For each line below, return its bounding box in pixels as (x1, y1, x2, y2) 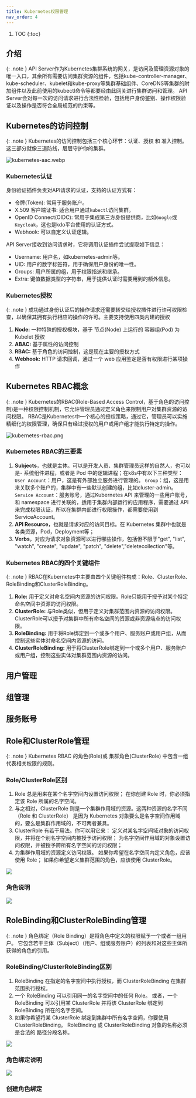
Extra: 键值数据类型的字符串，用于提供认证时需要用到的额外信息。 (14, 275, 174, 282)
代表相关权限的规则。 (6, 760, 57, 767)
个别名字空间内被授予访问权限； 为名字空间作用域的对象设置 (40, 835, 185, 842)
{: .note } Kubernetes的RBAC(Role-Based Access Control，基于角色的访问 (6, 398, 184, 405)
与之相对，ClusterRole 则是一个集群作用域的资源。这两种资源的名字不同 (14, 805, 188, 812)
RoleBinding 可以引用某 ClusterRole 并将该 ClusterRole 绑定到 (14, 999, 163, 1006)
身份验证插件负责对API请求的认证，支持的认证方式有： (6, 187, 137, 194)
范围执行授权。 (14, 984, 51, 992)
